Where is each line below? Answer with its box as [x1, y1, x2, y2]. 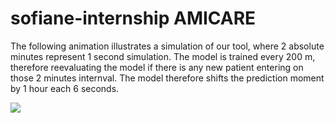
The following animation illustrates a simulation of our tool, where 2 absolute [10, 40, 325, 52]
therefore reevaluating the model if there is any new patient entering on [10, 61, 304, 73]
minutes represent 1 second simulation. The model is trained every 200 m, [10, 50, 316, 62]
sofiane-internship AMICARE [10, 7, 257, 30]
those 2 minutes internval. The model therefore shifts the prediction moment [10, 72, 325, 84]
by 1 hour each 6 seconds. [10, 82, 120, 94]
